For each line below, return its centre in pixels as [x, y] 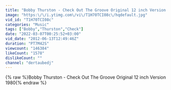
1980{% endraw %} [26, 83]
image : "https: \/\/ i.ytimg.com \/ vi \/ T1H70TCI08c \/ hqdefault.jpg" [76, 15]
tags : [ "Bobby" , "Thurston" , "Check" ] [44, 29]
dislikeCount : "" [24, 58]
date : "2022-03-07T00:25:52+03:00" [43, 34]
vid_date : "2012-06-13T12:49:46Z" [42, 39]
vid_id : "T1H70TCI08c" [29, 20]
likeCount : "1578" [25, 53]
